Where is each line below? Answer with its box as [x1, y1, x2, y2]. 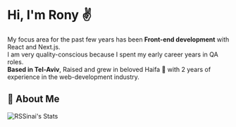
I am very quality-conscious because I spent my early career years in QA [7, 50, 218, 59]
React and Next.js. [7, 42, 61, 51]
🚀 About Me [7, 93, 60, 105]
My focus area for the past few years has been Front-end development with [7, 35, 230, 44]
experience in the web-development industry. [7, 73, 139, 81]
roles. [7, 57, 24, 66]
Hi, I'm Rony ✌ [7, 7, 92, 23]
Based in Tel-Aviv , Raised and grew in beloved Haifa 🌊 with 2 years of [7, 65, 211, 73]
